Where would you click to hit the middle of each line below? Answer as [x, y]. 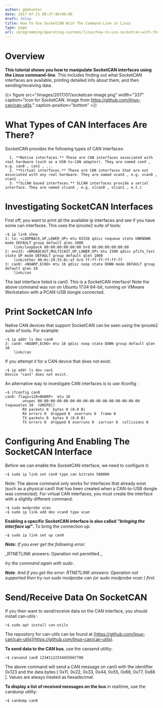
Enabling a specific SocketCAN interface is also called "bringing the [75, 521]
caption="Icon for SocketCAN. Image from [47, 100]
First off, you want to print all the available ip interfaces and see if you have [80, 220]
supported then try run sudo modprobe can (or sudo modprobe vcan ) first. [81, 577]
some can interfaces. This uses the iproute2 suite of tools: [63, 225]
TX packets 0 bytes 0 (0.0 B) [54, 418]
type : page [16, 28]
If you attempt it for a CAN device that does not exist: [58, 361]
